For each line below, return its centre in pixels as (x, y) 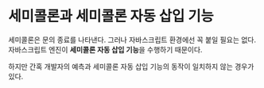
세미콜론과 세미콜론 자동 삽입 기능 (111, 16)
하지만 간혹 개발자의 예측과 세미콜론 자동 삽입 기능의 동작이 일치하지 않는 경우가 (131, 66)
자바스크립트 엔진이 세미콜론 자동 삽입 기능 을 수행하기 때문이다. (105, 49)
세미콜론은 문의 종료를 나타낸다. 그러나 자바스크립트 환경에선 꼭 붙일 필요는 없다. (132, 40)
